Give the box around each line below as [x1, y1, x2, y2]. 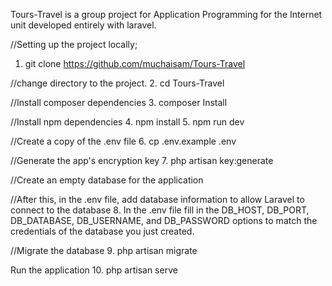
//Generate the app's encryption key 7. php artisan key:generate [10, 155, 274, 166]
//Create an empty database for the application [10, 174, 204, 186]
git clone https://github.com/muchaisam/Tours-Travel [24, 58, 246, 69]
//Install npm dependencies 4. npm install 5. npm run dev [10, 116, 245, 128]
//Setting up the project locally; [10, 39, 138, 50]
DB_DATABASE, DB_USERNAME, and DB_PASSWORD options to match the [10, 215, 318, 226]
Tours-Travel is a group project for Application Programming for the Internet [10, 9, 323, 20]
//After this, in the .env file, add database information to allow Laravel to [10, 194, 305, 205]
